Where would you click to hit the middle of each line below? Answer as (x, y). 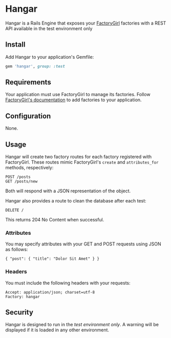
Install (15, 45)
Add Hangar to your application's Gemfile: (50, 57)
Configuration (28, 116)
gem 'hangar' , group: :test (35, 66)
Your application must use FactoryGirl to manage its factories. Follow (78, 95)
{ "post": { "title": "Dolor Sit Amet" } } (52, 259)
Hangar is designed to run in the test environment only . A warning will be (82, 325)
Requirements (28, 82)
